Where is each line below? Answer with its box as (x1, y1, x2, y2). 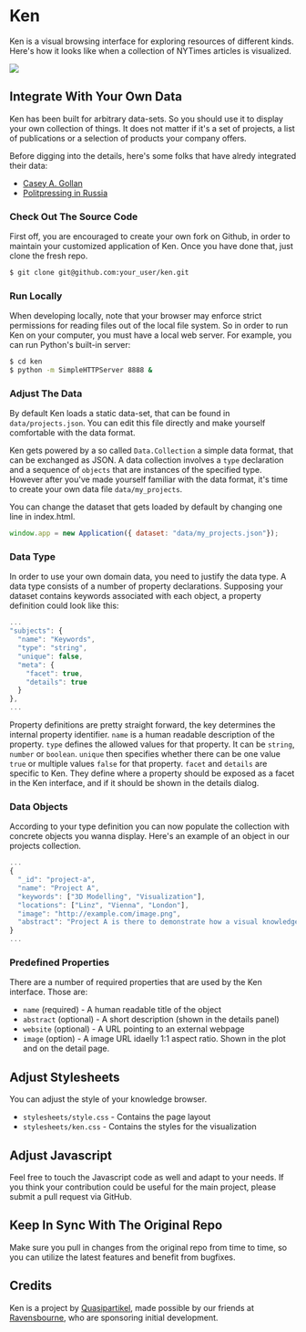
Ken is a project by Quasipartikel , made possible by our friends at (9, 1302, 255, 1313)
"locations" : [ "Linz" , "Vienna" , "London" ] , (17, 900, 189, 909)
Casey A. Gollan (22, 177, 84, 188)
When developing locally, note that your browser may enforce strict (9, 310, 262, 321)
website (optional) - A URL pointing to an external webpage (22, 1023, 245, 1034)
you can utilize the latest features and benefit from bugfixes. (9, 1252, 236, 1263)
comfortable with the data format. (9, 427, 136, 438)
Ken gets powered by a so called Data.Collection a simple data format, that (9, 445, 294, 456)
